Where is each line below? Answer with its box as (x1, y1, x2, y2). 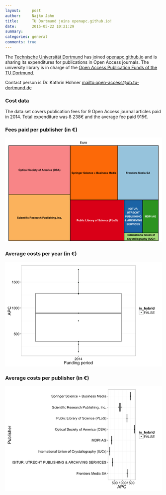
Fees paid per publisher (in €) (5, 126, 78, 133)
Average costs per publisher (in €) (5, 374, 89, 381)
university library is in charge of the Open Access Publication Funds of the (5, 64, 158, 70)
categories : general (5, 34, 48, 39)
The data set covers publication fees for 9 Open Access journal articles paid (5, 109, 161, 115)
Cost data (5, 97, 29, 104)
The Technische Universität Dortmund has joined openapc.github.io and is (5, 54, 158, 60)
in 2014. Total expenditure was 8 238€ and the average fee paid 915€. (5, 114, 149, 120)
